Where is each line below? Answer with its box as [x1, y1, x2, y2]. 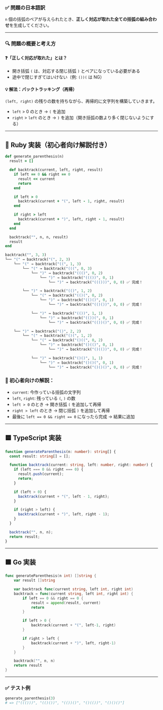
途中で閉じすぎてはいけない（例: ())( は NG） [12, 74, 105, 80]
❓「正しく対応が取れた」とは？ [5, 55, 67, 60]
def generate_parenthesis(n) [5, 154, 64, 159]
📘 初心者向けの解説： [5, 377, 54, 384]
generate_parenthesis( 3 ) [5, 696, 55, 701]
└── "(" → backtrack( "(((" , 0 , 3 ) [22, 266, 92, 271]
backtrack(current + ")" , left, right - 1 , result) [17, 217, 125, 222]
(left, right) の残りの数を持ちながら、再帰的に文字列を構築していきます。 [5, 98, 158, 104]
